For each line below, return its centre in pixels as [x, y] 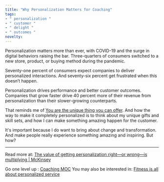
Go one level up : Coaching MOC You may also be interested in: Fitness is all [82, 169]
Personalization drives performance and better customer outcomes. [73, 90]
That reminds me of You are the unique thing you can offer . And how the [78, 110]
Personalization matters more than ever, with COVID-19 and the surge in [77, 51]
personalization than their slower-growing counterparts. [61, 101]
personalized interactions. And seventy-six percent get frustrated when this [81, 76]
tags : [10, 14]
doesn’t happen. [21, 81]
